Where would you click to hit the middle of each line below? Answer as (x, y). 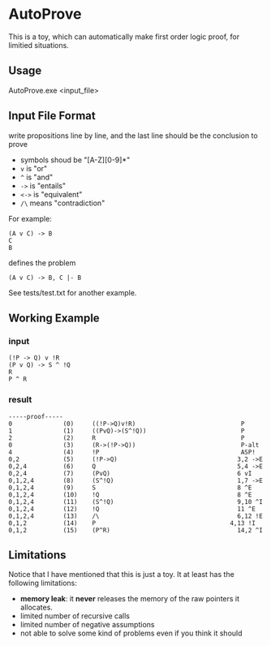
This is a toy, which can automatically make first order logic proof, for (124, 37)
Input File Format (52, 116)
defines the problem (42, 263)
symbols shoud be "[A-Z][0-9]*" (75, 160)
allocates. (36, 607)
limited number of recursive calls (75, 616)
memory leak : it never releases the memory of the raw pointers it (130, 599)
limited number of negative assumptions (87, 625)
